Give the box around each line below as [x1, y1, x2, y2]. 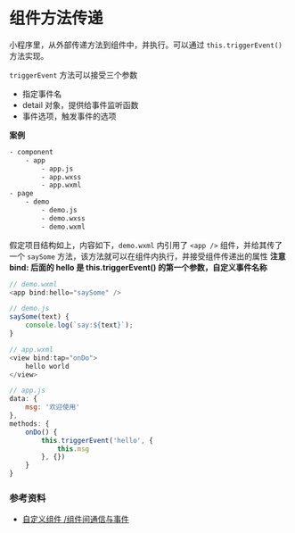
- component [9, 147, 53, 156]
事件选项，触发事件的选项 [21, 111, 117, 121]
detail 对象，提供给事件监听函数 [21, 99, 139, 110]
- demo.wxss [41, 213, 86, 223]
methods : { [9, 419, 50, 429]
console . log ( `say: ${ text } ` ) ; [25, 321, 134, 330]
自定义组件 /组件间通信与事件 [21, 514, 129, 525]
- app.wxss [41, 172, 82, 181]
